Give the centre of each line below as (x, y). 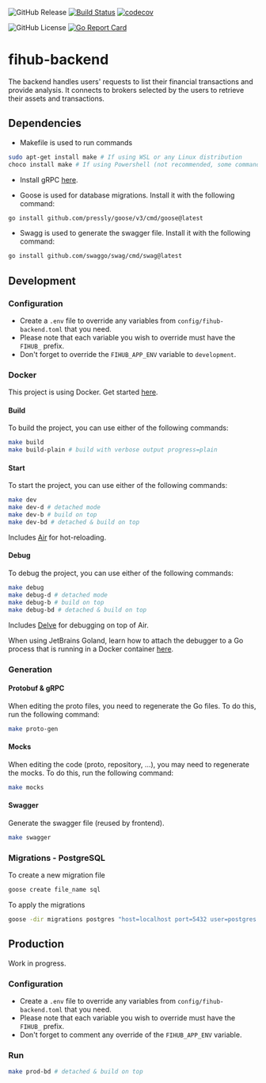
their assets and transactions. (57, 98)
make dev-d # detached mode (55, 508)
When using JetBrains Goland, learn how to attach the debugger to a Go (126, 640)
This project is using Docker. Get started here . (83, 392)
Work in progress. (37, 963)
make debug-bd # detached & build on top (78, 610)
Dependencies (45, 123)
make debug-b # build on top (56, 602)
